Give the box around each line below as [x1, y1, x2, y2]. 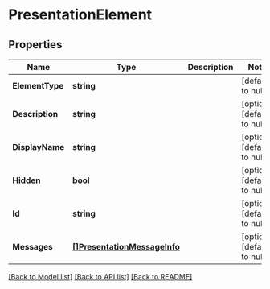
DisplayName [12, 142, 65, 152]
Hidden [12, 175, 41, 186]
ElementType [12, 81, 64, 91]
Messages [12, 242, 54, 252]
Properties [8, 38, 63, 52]
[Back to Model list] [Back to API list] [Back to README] [8, 272, 193, 281]
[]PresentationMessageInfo [72, 242, 181, 252]
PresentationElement [8, 6, 153, 24]
